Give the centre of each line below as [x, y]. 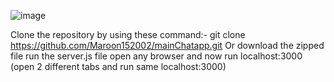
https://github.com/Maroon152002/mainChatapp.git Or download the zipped [167, 45]
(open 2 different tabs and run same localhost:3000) [118, 66]
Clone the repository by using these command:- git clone [128, 34]
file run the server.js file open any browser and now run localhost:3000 [156, 56]
